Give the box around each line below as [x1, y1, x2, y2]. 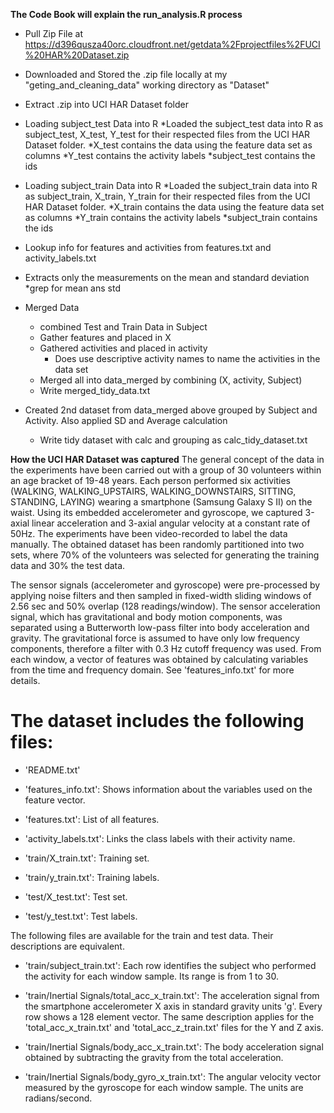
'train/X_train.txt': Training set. [24, 852, 150, 864]
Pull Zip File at [24, 28, 84, 39]
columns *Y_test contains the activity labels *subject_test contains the [24, 150, 316, 161]
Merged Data [24, 302, 80, 313]
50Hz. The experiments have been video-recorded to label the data [10, 528, 288, 539]
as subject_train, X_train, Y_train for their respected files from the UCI [24, 190, 311, 202]
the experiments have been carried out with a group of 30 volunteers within [10, 464, 322, 476]
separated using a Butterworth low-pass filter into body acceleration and [10, 622, 310, 633]
